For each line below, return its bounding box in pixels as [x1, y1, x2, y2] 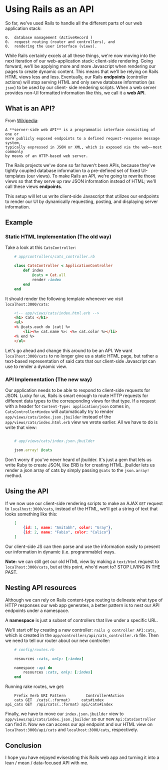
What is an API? [5, 104, 55, 113]
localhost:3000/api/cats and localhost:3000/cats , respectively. [5, 726, 138, 733]
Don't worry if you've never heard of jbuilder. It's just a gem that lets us [5, 456, 151, 462]
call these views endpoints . [5, 183, 62, 189]
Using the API [5, 487, 48, 495]
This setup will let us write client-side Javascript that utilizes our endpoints [5, 193, 159, 199]
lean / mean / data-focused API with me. [5, 760, 88, 766]
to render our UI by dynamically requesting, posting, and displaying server [5, 198, 158, 204]
